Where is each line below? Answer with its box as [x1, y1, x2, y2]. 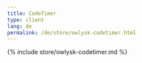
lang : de [7, 23, 32, 29]
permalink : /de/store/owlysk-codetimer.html [7, 29, 137, 36]
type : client [7, 16, 45, 23]
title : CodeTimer [7, 10, 57, 17]
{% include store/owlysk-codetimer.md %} [7, 48, 128, 56]
